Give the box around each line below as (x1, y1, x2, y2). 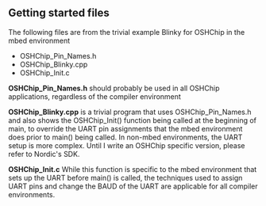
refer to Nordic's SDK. (8, 149, 80, 158)
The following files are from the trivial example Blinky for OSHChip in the (8, 27, 245, 36)
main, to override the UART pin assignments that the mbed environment (8, 124, 243, 133)
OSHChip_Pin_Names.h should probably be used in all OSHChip (8, 83, 220, 93)
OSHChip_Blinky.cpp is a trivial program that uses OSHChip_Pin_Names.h (8, 107, 252, 116)
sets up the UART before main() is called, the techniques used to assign (8, 173, 243, 182)
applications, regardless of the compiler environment (8, 91, 181, 101)
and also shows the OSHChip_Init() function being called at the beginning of (8, 115, 256, 125)
